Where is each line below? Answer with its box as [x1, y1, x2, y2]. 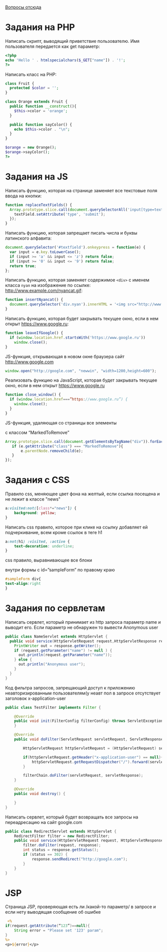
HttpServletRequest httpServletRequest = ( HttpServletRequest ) [23, 746, 157, 751]
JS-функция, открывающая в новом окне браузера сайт [5, 353, 125, 359]
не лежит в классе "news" [5, 496, 61, 502]
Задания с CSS [5, 474, 70, 486]
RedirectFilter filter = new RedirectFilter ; [14, 833, 110, 838]
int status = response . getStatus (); [23, 847, 99, 852]
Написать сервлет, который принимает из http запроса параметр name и [5, 619, 161, 625]
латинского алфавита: [5, 235, 52, 241]
